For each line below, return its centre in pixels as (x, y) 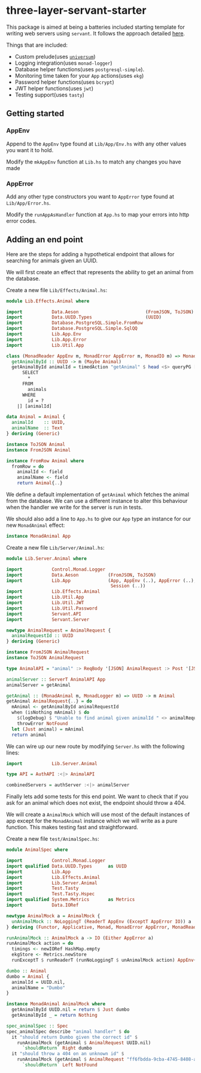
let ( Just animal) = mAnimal (48, 729)
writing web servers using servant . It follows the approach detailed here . (96, 33)
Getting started (35, 113)
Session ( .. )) (128, 586)
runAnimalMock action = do (40, 944)
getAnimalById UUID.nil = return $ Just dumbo (71, 1010)
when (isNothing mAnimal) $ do (51, 713)
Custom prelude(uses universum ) (55, 56)
